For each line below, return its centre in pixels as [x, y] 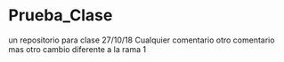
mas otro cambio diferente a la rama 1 [77, 49]
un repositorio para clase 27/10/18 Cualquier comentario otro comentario [142, 40]
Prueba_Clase [61, 15]
